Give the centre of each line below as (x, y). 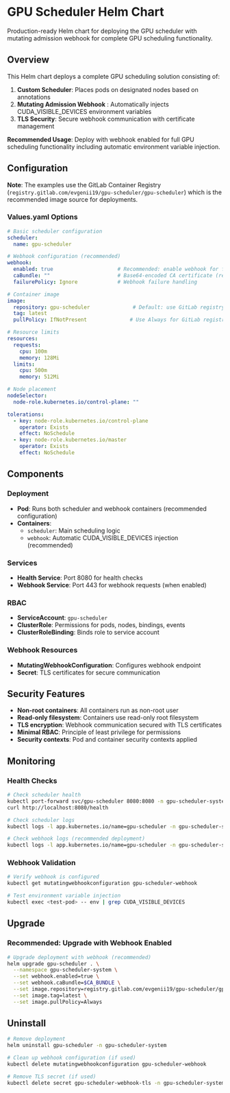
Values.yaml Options (42, 217)
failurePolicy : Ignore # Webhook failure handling (105, 282)
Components (35, 474)
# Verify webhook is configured (53, 877)
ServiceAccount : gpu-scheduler (62, 618)
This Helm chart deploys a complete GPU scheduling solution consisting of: (114, 76)
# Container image (33, 294)
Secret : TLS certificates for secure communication (89, 672)
